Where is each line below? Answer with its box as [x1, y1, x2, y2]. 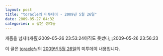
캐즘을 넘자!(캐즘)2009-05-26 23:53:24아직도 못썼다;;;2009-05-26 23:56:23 [5, 35, 159, 41]
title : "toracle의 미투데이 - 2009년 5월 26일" [5, 12, 97, 17]
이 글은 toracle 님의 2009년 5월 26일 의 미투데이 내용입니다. [5, 46, 120, 52]
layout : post [5, 7, 32, 12]
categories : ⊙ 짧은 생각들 [5, 21, 56, 26]
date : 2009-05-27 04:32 [5, 16, 55, 21]
